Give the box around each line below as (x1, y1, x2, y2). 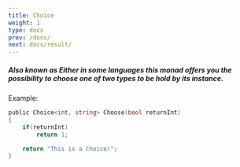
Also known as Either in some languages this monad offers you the (8, 65, 232, 75)
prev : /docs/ (8, 33, 51, 42)
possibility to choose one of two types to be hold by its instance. (8, 73, 224, 83)
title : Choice (8, 11, 55, 20)
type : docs (8, 26, 44, 34)
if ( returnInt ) (22, 123, 68, 131)
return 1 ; (36, 131, 68, 139)
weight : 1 (8, 19, 41, 27)
